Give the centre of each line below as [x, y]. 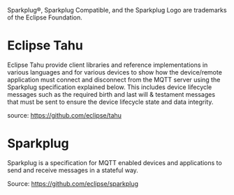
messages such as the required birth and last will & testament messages [111, 94]
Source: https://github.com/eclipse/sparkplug [73, 183]
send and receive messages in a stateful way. [73, 170]
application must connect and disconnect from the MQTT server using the [114, 79]
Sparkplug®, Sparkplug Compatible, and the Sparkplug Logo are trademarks [117, 10]
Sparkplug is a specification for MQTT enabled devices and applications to [115, 162]
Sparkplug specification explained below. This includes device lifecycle [110, 87]
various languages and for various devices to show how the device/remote [115, 72]
